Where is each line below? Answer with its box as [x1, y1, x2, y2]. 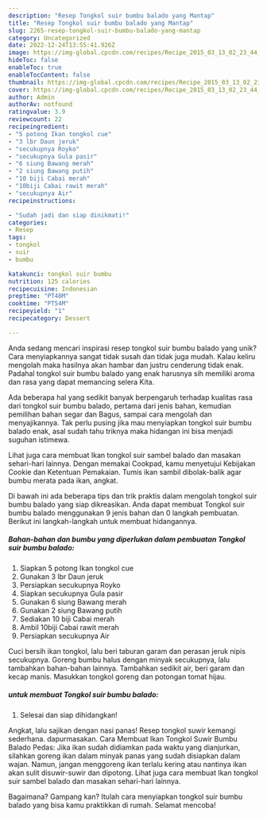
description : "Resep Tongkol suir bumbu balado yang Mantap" [8, 11, 215, 20]
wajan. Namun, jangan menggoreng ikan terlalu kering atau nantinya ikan [8, 759, 247, 769]
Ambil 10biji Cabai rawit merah [19, 622, 119, 632]
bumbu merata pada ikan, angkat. [8, 476, 118, 485]
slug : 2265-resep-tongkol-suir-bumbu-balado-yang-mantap [8, 26, 201, 34]
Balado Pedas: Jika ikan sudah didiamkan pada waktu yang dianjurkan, [8, 742, 241, 752]
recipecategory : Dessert [8, 315, 91, 323]
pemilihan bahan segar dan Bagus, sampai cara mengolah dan [8, 409, 212, 419]
